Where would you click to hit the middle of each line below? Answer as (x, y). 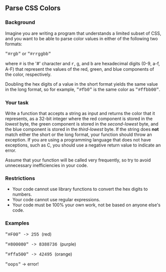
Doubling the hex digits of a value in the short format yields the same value (82, 84)
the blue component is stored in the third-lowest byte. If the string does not (82, 129)
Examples (17, 223)
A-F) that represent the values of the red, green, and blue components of (80, 69)
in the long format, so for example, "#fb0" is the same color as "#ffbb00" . (83, 89)
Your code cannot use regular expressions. (56, 200)
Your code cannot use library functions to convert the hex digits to (80, 189)
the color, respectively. (28, 74)
